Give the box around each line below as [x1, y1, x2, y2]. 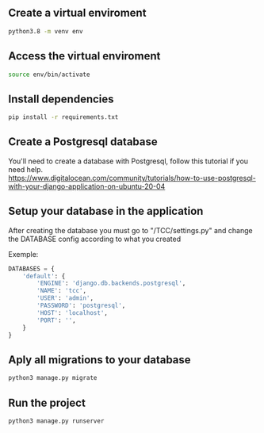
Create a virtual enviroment [8, 6, 147, 20]
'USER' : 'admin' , [36, 294, 94, 302]
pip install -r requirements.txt [8, 113, 119, 121]
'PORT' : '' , [36, 316, 77, 324]
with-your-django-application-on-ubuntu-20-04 [8, 182, 166, 191]
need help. [8, 164, 44, 174]
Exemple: [8, 249, 39, 259]
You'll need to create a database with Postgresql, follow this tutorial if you [8, 156, 248, 166]
